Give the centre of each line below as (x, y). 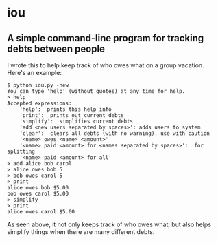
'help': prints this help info (65, 109)
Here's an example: (34, 73)
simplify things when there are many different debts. (81, 232)
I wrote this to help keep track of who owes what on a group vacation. (106, 65)
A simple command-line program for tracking (106, 38)
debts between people (56, 49)
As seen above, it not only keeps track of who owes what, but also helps (109, 224)
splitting (21, 151)
